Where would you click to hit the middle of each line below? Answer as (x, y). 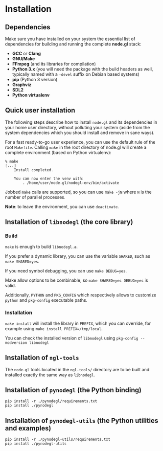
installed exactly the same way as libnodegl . (50, 375)
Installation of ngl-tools (42, 358)
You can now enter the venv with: (49, 179)
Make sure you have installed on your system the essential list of (70, 39)
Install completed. (34, 170)
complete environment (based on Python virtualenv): (58, 152)
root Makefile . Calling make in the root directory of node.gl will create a (76, 147)
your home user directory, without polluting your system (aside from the (78, 127)
